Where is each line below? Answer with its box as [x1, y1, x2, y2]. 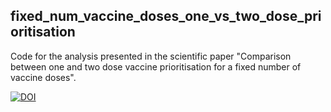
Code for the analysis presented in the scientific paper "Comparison [10, 50, 292, 62]
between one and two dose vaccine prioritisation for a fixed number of [10, 60, 302, 73]
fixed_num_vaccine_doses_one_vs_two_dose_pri [10, 8, 322, 25]
